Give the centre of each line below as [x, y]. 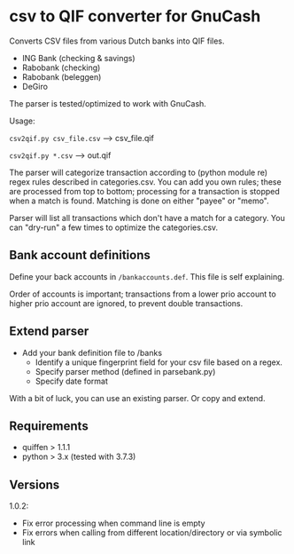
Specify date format [72, 381]
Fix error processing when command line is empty [113, 523]
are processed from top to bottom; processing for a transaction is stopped [145, 191]
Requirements [49, 426]
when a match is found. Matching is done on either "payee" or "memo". [139, 201]
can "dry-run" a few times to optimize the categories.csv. [114, 227]
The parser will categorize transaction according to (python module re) [139, 172]
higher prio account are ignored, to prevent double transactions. [126, 303]
